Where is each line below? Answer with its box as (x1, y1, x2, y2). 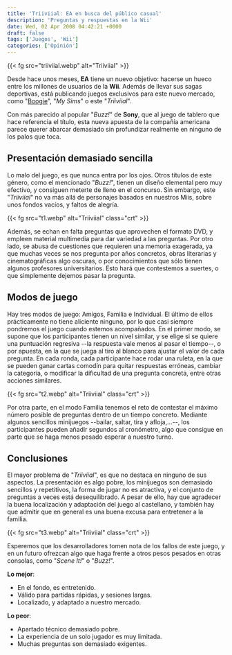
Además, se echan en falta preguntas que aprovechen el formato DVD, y (7, 227, 213, 236)
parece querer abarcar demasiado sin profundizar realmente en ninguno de (7, 125, 222, 133)
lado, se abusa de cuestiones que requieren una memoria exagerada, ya (7, 242, 213, 250)
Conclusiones (7, 453, 68, 464)
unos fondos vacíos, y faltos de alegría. (7, 200, 119, 209)
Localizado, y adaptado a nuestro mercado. (17, 598, 142, 606)
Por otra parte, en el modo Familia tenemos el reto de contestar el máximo (7, 403, 218, 411)
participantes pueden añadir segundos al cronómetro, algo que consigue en (7, 425, 223, 433)
